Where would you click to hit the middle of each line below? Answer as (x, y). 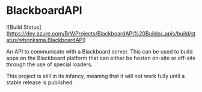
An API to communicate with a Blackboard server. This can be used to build (99, 51)
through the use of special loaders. (50, 64)
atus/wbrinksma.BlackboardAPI (45, 40)
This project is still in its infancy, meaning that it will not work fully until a (96, 76)
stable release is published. (40, 82)
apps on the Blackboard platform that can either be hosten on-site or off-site (101, 58)
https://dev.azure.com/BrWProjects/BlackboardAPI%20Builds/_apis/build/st (102, 33)
